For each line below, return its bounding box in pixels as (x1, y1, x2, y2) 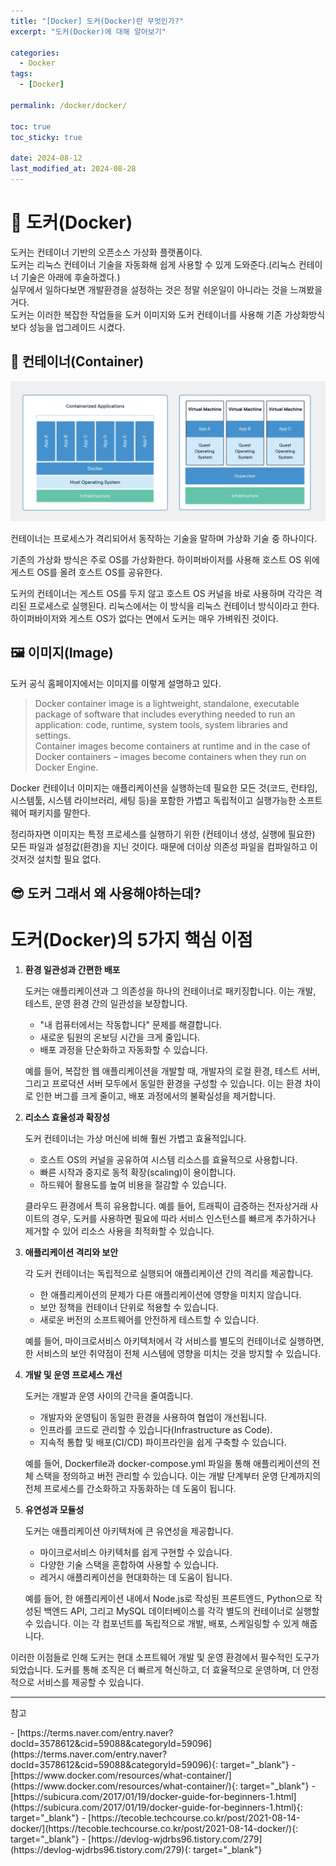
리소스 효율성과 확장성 (24, 1111, 111, 1124)
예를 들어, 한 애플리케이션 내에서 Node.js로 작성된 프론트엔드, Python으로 (24, 1593, 313, 1605)
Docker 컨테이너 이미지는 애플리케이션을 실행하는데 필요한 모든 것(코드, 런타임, (10, 781, 318, 794)
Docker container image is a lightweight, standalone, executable (34, 697, 300, 709)
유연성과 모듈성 (24, 1504, 85, 1516)
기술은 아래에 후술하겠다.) (20, 271, 121, 283)
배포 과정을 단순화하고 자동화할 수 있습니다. (39, 1044, 209, 1056)
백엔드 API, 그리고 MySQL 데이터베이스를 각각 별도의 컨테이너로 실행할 (43, 1605, 320, 1617)
